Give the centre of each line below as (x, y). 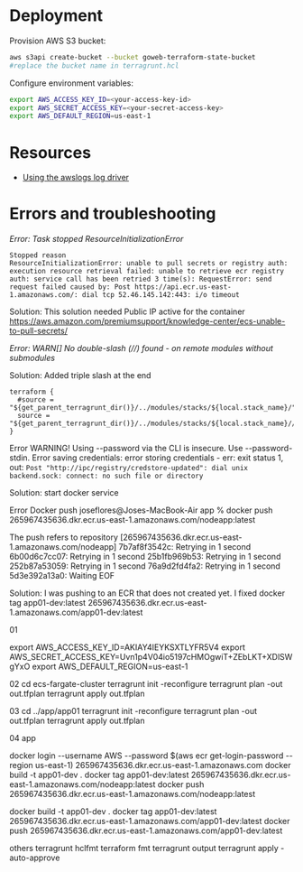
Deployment (56, 16)
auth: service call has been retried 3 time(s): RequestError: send (141, 279)
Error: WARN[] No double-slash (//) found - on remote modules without (141, 348)
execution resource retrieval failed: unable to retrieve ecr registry (147, 272)
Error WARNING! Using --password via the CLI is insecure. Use (126, 449)
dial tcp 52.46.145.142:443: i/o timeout (161, 295)
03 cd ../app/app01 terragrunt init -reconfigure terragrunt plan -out (133, 711)
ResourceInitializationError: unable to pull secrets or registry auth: (149, 264)
